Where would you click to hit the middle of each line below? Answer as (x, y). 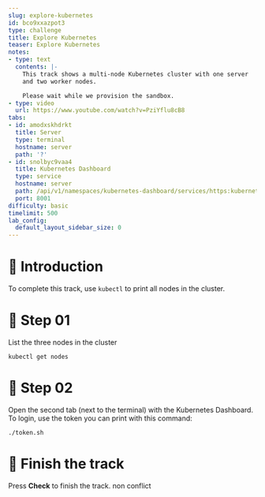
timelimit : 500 (33, 213)
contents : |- (37, 67)
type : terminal (40, 140)
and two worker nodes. (60, 81)
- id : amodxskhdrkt (40, 125)
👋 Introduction (56, 267)
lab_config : (28, 220)
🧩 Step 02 (41, 388)
